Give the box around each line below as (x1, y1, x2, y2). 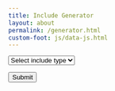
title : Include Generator (8, 11, 94, 20)
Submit (12, 73, 33, 82)
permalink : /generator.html (8, 26, 102, 34)
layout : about (8, 19, 56, 27)
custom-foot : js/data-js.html (8, 33, 109, 42)
